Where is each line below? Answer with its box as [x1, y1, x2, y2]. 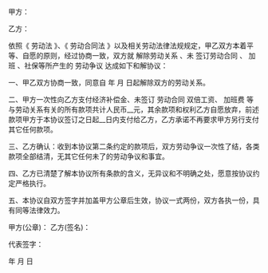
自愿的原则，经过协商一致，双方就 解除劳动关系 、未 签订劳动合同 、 [22, 51, 247, 60]
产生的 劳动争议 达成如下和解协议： [51, 61, 168, 70]
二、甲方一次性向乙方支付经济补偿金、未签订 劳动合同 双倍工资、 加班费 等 [8, 95, 254, 104]
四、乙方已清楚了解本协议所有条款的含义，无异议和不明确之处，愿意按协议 [8, 168, 253, 178]
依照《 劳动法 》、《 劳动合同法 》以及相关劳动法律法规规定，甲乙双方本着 [8, 41, 247, 50]
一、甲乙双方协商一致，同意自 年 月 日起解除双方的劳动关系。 [8, 78, 210, 87]
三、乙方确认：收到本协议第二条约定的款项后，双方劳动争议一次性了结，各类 [8, 142, 260, 151]
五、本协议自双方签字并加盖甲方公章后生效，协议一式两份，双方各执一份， [8, 196, 253, 205]
